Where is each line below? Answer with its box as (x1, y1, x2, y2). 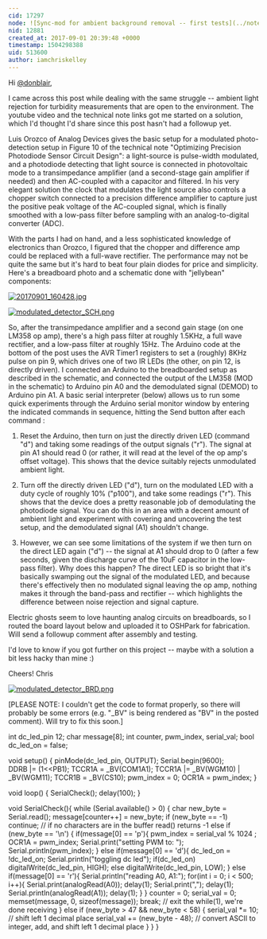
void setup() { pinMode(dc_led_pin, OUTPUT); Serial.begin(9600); (8, 755, 224, 765)
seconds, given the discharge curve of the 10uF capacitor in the (19, 555, 229, 564)
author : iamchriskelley (8, 56, 87, 64)
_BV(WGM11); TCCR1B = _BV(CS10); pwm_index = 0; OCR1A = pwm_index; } (8, 773, 257, 782)
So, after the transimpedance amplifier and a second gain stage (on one (8, 322, 244, 332)
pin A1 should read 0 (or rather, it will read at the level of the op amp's (19, 447, 248, 458)
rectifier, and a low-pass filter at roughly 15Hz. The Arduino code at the (8, 339, 241, 349)
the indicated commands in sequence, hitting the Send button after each (8, 407, 246, 416)
